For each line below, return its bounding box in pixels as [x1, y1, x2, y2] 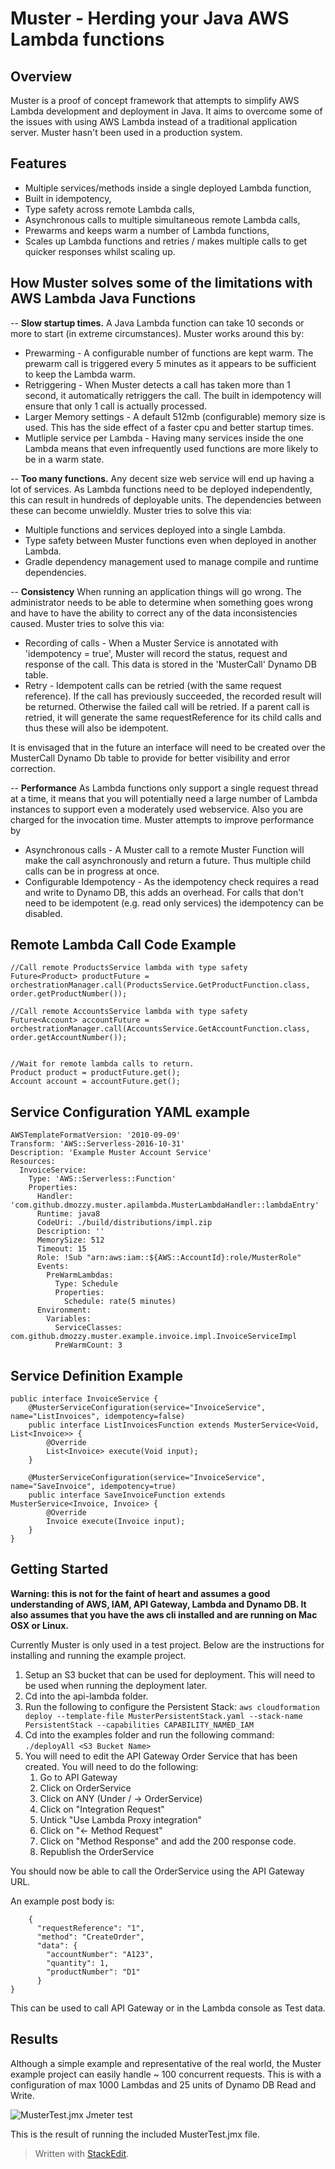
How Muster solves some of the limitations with [10, 275, 313, 292]
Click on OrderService [39, 1782, 132, 1794]
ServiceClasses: [54, 1323, 123, 1333]
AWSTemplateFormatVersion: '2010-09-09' [10, 1130, 182, 1141]
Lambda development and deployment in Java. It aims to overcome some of [10, 105, 323, 117]
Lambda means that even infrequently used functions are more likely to [24, 442, 319, 454]
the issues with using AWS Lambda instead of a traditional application [10, 116, 298, 127]
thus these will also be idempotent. [24, 722, 169, 734]
